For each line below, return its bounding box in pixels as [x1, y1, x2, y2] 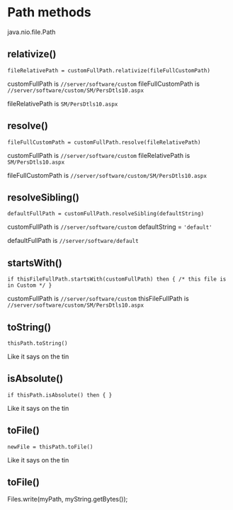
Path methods [7, 4, 91, 21]
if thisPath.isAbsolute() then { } [7, 391, 113, 399]
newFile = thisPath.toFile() [7, 443, 93, 450]
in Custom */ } [7, 282, 52, 289]
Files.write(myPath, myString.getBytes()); [7, 495, 128, 504]
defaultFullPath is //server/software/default [7, 237, 140, 245]
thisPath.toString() [7, 340, 69, 347]
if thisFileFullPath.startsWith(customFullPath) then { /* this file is [7, 276, 227, 283]
